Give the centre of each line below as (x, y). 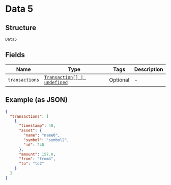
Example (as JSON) (36, 100)
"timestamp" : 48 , (37, 126)
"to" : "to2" (31, 164)
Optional (119, 80)
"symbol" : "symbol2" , (47, 140)
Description (149, 69)
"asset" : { (30, 130)
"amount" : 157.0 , (37, 154)
